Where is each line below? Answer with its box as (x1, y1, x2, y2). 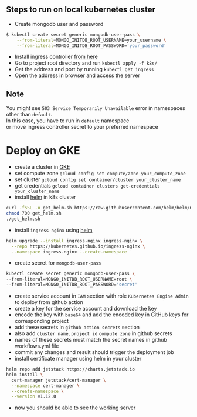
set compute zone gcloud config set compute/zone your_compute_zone (14, 170, 186, 177)
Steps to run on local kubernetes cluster (6, 5, 156, 15)
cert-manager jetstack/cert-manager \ (11, 377, 107, 383)
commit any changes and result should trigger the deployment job (14, 349, 174, 356)
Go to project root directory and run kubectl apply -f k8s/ (14, 59, 157, 66)
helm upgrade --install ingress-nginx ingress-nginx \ (6, 238, 143, 243)
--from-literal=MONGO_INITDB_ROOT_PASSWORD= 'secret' (6, 282, 138, 288)
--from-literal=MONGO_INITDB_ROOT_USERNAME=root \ (6, 276, 133, 282)
